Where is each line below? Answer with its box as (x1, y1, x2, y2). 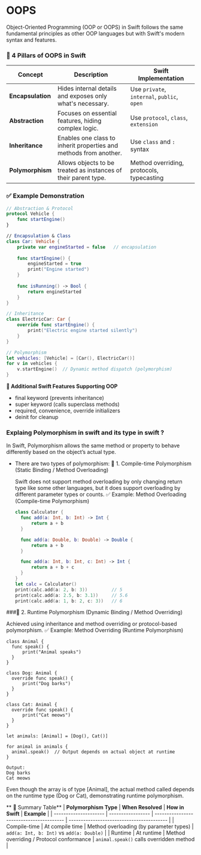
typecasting (130, 174, 164, 182)
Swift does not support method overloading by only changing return (14, 478, 182, 485)
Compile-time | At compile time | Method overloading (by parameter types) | (6, 823, 194, 830)
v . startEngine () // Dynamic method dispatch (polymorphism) (17, 366, 172, 372)
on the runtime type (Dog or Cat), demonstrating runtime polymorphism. (6, 792, 184, 799)
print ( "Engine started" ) (28, 267, 90, 273)
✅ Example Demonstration (6, 192, 85, 200)
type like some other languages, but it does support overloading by (14, 485, 181, 492)
